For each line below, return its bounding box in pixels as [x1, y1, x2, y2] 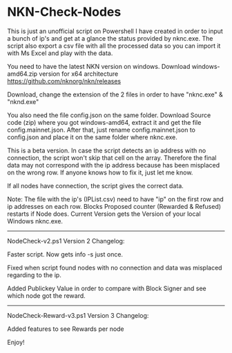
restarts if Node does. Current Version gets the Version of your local [7, 210, 202, 218]
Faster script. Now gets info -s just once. [7, 250, 123, 259]
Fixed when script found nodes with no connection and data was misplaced [7, 263, 222, 272]
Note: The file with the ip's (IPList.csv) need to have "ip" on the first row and [7, 194, 224, 203]
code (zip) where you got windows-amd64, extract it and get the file [7, 118, 202, 126]
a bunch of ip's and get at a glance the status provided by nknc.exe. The [7, 34, 213, 42]
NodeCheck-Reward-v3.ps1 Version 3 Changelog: [7, 311, 149, 319]
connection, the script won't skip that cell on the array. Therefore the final [7, 153, 217, 162]
